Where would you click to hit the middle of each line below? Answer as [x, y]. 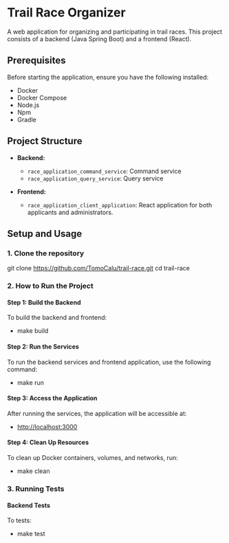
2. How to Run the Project [51, 286]
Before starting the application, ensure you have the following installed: [108, 77]
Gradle [26, 119]
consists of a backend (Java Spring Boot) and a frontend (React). [99, 38]
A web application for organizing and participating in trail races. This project [115, 32]
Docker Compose [42, 97]
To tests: [20, 520]
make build [33, 331]
